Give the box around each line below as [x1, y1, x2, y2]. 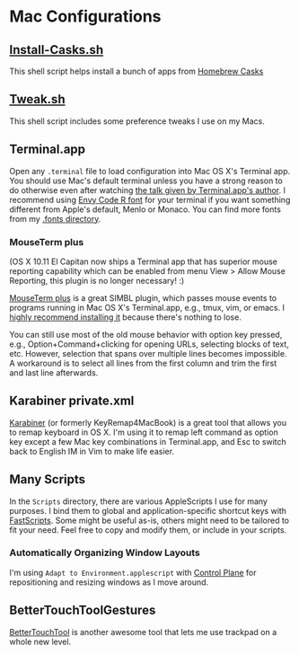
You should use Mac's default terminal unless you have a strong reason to [9, 175, 283, 186]
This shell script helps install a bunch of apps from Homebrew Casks [9, 66, 264, 76]
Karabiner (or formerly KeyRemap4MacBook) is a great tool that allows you [9, 417, 287, 428]
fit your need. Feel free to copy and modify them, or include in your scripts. [9, 524, 287, 535]
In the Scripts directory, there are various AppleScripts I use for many [9, 496, 268, 507]
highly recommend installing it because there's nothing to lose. [9, 312, 242, 323]
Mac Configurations [9, 6, 162, 27]
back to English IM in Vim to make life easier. [9, 446, 175, 456]
